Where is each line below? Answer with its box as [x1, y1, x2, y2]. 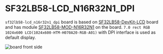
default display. [5, 35, 36, 40]
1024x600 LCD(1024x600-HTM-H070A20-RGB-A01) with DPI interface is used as [5, 29, 156, 35]
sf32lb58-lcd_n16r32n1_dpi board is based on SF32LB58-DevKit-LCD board [5, 19, 159, 25]
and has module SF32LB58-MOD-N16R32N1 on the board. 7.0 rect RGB [5, 24, 150, 30]
